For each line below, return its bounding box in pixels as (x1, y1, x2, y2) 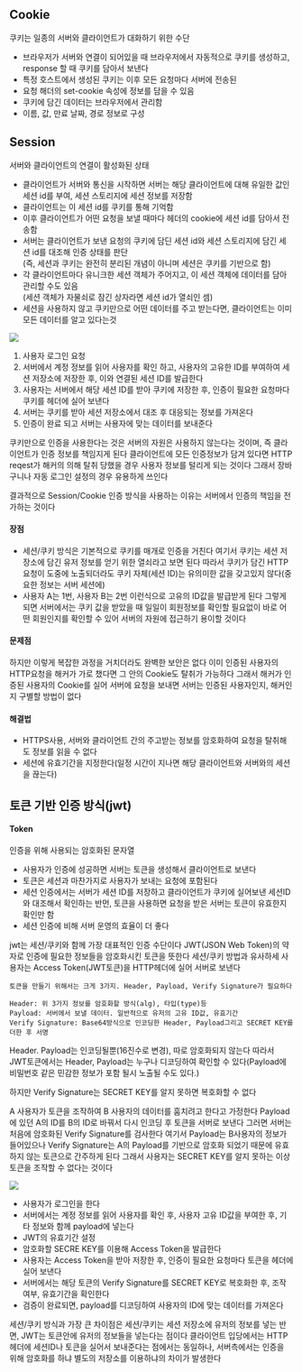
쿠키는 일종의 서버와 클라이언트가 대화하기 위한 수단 (9, 32, 190, 43)
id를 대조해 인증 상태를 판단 (32, 246, 129, 257)
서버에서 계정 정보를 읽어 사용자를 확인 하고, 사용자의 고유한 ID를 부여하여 (22, 361, 281, 373)
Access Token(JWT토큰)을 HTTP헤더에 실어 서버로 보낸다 (32, 962, 241, 972)
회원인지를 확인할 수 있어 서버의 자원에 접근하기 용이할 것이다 (32, 612, 246, 623)
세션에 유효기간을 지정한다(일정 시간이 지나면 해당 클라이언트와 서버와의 (22, 758, 274, 769)
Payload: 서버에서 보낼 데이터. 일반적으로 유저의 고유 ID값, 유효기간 (9, 1008, 239, 1017)
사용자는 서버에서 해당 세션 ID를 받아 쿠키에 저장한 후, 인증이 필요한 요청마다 (22, 383, 290, 395)
